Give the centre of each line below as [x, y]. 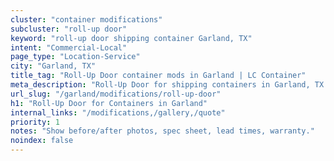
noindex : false [42, 141]
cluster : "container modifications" [86, 19]
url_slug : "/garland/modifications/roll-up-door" [116, 94]
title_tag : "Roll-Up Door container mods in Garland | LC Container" [158, 76]
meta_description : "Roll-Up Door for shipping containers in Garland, [160, 85]
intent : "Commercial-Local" [69, 47]
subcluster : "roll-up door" [69, 29]
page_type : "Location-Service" [75, 57]
